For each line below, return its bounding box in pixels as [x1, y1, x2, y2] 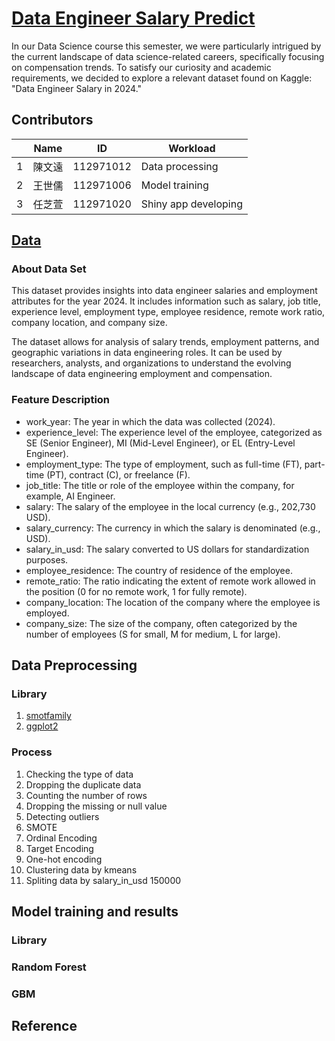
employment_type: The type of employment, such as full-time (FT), [25, 458, 303, 470]
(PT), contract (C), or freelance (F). [46, 468, 191, 481]
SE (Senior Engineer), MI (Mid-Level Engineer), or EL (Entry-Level [25, 437, 296, 449]
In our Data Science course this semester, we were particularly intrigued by [11, 40, 322, 52]
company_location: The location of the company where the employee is [25, 596, 321, 608]
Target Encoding [25, 842, 94, 854]
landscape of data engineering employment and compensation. [11, 368, 273, 380]
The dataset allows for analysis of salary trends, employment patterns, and [11, 336, 320, 348]
